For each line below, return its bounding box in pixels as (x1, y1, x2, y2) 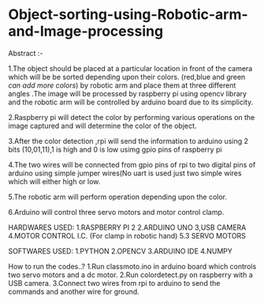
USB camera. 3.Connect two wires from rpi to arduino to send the (8, 278, 221, 287)
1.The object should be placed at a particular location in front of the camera (8, 63, 253, 73)
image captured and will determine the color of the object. (8, 121, 197, 130)
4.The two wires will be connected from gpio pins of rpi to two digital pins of (8, 160, 256, 169)
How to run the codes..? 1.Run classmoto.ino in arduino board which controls (8, 261, 257, 271)
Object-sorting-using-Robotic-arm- (8, 6, 248, 24)
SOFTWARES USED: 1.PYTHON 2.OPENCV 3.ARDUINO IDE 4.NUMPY (8, 246, 232, 256)
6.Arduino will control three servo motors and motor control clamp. (8, 207, 225, 216)
